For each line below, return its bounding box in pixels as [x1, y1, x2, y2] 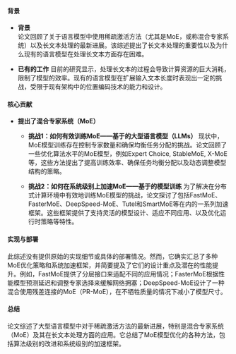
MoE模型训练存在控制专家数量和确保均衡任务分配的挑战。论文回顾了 [28, 141, 228, 149]
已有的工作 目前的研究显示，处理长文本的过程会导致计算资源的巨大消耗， [17, 65, 230, 73]
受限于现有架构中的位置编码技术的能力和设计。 [30, 83, 167, 91]
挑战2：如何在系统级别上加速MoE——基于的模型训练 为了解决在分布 [28, 182, 228, 190]
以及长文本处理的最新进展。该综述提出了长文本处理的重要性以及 [30, 41, 216, 49]
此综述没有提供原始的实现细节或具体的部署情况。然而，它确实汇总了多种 [7, 252, 218, 260]
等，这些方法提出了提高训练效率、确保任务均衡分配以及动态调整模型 [28, 159, 227, 167]
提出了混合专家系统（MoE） [17, 117, 100, 126]
